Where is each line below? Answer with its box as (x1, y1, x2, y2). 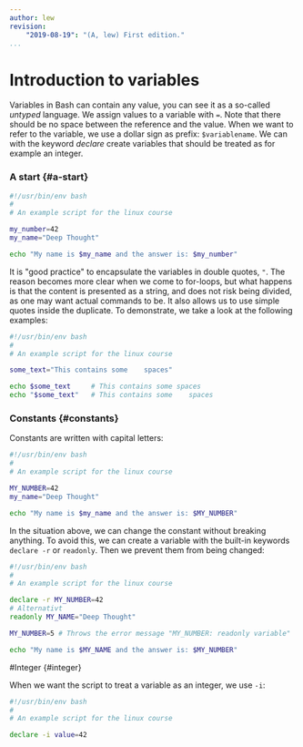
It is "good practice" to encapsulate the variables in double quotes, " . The (9, 266, 286, 277)
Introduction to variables (9, 69, 200, 90)
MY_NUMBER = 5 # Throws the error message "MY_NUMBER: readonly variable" (9, 629, 291, 638)
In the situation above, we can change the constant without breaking (9, 525, 267, 536)
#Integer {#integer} (9, 661, 82, 672)
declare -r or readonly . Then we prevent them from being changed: (9, 544, 266, 556)
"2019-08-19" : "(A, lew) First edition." (25, 30, 185, 39)
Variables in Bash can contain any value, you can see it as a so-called (9, 99, 271, 110)
